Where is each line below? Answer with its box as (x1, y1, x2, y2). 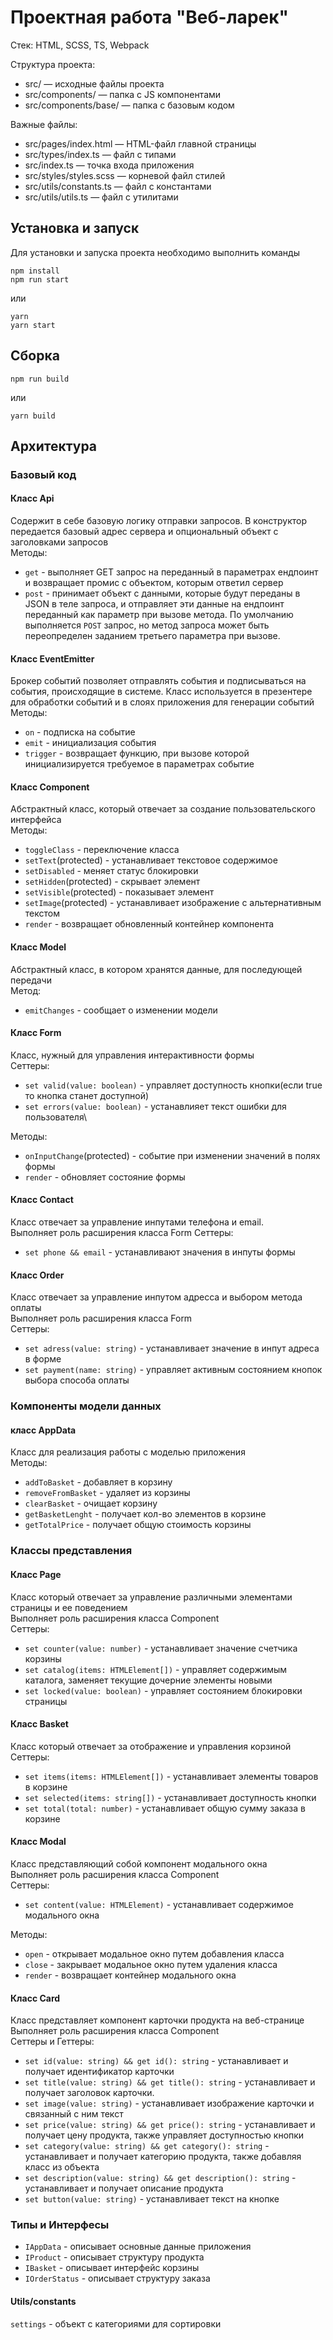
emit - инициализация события (24, 737, 157, 749)
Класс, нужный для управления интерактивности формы (10, 1049, 255, 1061)
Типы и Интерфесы (10, 2218, 110, 2232)
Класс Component (10, 781, 90, 793)
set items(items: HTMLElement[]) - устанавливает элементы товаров (24, 1770, 319, 1782)
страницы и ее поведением (10, 1601, 128, 1613)
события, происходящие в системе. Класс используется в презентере (10, 686, 313, 698)
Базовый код (10, 467, 77, 481)
